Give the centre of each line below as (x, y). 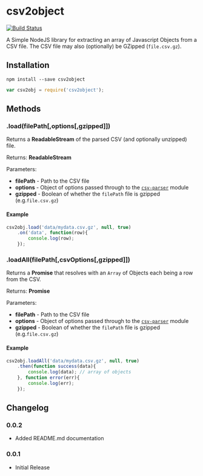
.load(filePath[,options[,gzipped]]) (58, 126)
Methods (24, 109)
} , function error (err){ (48, 378)
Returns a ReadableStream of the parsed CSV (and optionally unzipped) (97, 139)
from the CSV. (24, 279)
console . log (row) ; (51, 239)
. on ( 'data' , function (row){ (52, 233)
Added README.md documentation (59, 438)
